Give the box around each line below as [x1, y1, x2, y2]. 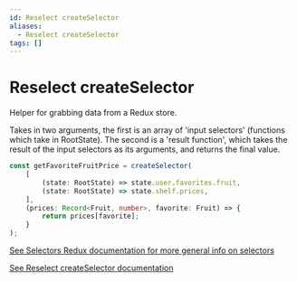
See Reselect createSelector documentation [9, 263, 174, 274]
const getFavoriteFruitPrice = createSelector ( [9, 162, 193, 171]
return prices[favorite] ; [42, 211, 140, 221]
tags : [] [9, 38, 43, 48]
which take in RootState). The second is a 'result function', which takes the [9, 135, 288, 146]
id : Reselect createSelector [9, 13, 120, 23]
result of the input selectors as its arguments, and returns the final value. [9, 144, 281, 155]
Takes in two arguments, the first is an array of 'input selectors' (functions [9, 125, 285, 136]
